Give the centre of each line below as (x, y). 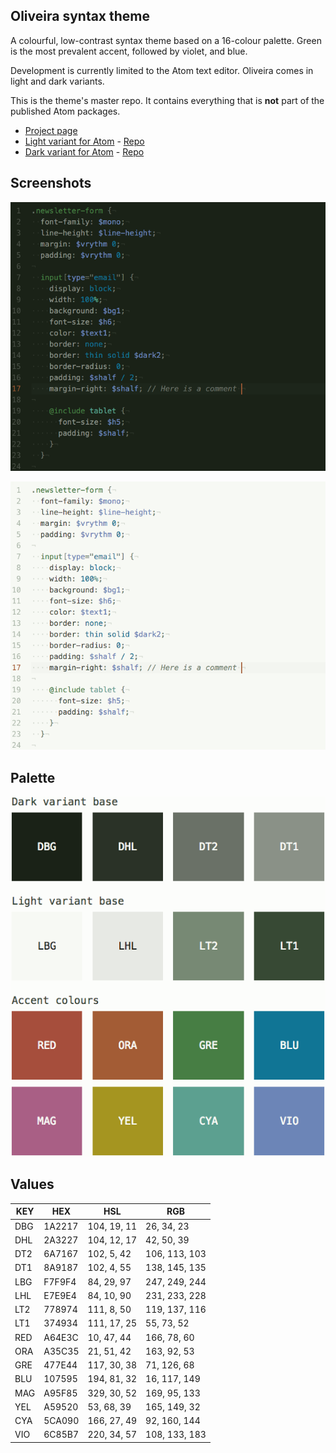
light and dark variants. (57, 81)
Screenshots (51, 183)
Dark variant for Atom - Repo (84, 151)
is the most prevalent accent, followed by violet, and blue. (129, 51)
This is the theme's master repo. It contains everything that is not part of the (167, 100)
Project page (51, 130)
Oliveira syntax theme (80, 16)
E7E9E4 (60, 1295)
